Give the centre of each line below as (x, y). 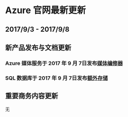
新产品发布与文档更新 (38, 48)
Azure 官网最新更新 (46, 10)
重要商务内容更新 (32, 96)
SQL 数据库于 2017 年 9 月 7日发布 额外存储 (56, 78)
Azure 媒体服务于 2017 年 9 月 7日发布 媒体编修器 (64, 63)
